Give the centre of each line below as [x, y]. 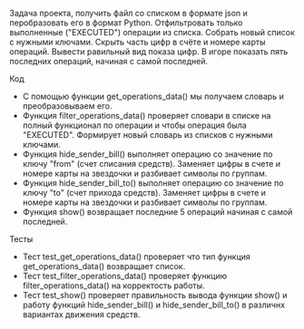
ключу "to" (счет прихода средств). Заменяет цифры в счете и [144, 193]
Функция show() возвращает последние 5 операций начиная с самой [157, 212]
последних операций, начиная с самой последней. [109, 61]
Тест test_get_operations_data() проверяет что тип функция [137, 256]
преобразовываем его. [67, 106]
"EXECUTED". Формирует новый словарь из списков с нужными [147, 135]
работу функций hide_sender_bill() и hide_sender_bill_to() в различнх [154, 305]
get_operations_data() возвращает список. [104, 266]
